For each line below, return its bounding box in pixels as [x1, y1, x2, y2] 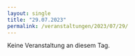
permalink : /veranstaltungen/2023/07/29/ [7, 23, 129, 29]
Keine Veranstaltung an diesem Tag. [7, 42, 110, 50]
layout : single [7, 10, 51, 17]
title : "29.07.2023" [7, 16, 67, 23]
